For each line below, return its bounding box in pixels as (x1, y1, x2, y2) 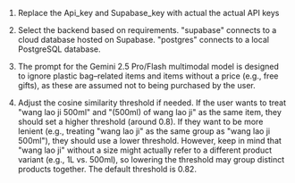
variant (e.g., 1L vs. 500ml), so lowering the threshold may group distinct (17, 154, 285, 164)
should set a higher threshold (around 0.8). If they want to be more (17, 116, 264, 127)
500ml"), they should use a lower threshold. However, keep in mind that (17, 136, 282, 146)
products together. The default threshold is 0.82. (17, 164, 197, 174)
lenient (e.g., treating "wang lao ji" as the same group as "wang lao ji (17, 126, 271, 137)
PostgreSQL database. (17, 44, 101, 54)
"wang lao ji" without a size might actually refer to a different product (17, 145, 273, 155)
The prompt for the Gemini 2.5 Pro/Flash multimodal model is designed (17, 62, 279, 71)
